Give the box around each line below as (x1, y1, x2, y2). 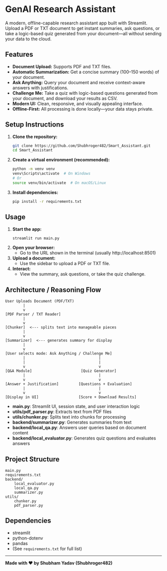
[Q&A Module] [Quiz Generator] (5, 369, 117, 374)
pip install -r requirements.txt (12, 199, 82, 204)
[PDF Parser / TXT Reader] (5, 312, 61, 317)
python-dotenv (12, 535, 43, 541)
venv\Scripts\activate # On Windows (12, 171, 91, 176)
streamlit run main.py (12, 236, 60, 241)
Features (5, 50, 33, 59)
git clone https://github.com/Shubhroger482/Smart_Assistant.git (12, 143, 151, 148)
